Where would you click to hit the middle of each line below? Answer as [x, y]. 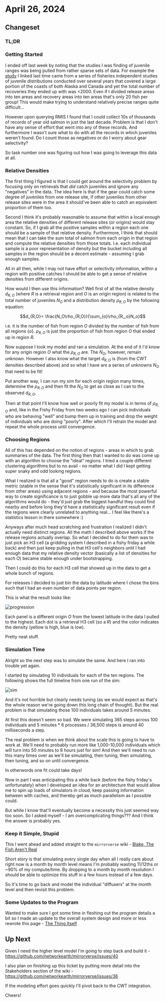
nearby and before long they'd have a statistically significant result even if [80, 507]
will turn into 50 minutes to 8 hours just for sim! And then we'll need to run [80, 750]
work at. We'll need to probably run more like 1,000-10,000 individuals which [83, 745]
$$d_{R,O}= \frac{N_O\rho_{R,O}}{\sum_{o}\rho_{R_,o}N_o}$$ [83, 316]
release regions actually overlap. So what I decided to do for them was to [79, 538]
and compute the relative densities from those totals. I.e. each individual [78, 243]
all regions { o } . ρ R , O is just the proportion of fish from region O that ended [80, 332]
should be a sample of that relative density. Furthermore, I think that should [81, 233]
